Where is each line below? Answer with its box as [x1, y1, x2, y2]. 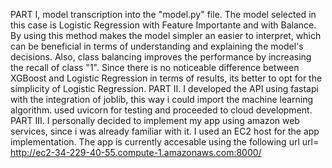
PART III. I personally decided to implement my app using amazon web [10, 115, 300, 126]
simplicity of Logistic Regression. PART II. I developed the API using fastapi [10, 83, 319, 94]
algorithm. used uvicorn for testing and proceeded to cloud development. [10, 104, 313, 116]
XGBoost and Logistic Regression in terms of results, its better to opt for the [10, 72, 323, 84]
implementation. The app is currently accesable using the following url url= [10, 136, 320, 148]
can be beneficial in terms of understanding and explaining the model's [10, 40, 304, 52]
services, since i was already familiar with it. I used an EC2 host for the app [10, 125, 320, 137]
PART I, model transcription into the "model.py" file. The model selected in [10, 9, 317, 20]
